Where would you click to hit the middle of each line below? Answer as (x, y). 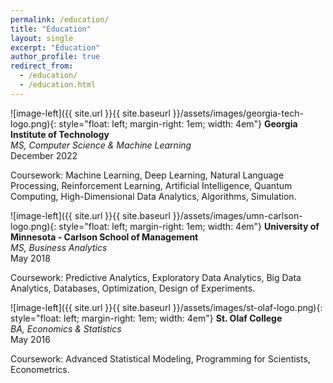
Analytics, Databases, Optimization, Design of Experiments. (133, 288)
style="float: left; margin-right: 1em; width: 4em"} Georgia (178, 123)
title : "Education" (51, 29)
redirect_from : (42, 66)
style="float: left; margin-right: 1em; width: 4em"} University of (189, 226)
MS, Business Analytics (59, 247)
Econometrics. (40, 369)
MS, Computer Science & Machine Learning (101, 145)
